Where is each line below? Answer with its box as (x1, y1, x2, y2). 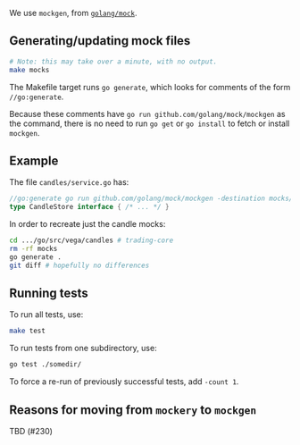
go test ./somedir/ (9, 360, 82, 369)
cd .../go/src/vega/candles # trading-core (9, 236, 174, 245)
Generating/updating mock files (9, 33, 191, 48)
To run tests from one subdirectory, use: (9, 343, 158, 354)
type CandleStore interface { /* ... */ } (9, 203, 170, 212)
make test (9, 326, 46, 336)
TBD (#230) (9, 426, 54, 436)
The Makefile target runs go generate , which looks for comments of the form (9, 81, 291, 92)
